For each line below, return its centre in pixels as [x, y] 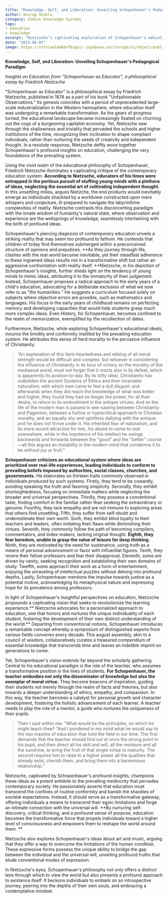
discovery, [16, 813]
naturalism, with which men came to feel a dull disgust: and [78, 386]
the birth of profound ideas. [33, 224]
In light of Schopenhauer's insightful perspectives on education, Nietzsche [82, 597]
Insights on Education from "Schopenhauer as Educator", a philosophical [81, 76]
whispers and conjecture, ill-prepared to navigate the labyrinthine [72, 202]
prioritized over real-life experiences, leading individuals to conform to [80, 465]
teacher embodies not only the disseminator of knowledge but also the [80, 676]
